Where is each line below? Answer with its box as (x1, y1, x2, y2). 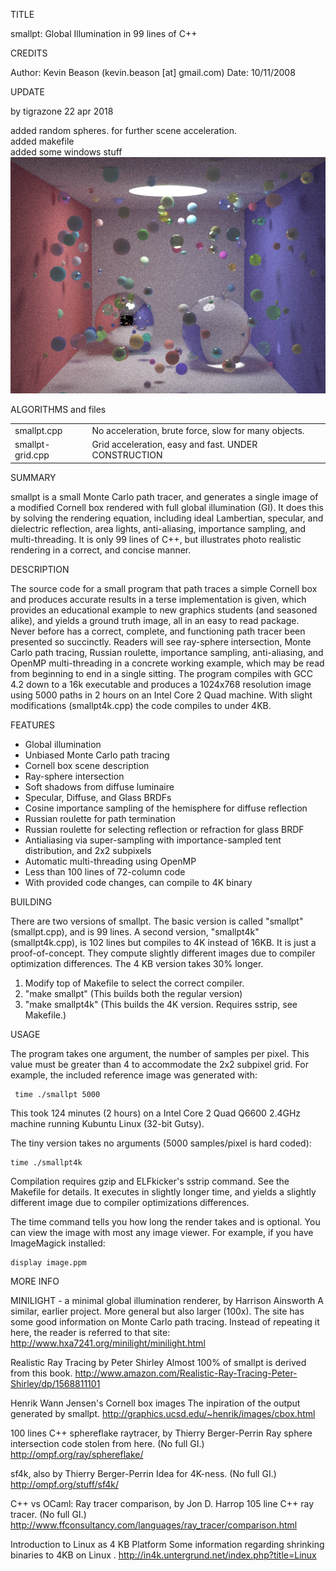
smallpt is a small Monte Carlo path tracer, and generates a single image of (10, 490, 319, 503)
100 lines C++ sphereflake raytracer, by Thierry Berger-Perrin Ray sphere (10, 1427, 313, 1439)
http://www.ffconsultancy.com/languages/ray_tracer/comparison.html (10, 1519, 298, 1531)
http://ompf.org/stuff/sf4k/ (10, 1478, 120, 1490)
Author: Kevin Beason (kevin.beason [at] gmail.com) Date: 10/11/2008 (10, 67, 296, 78)
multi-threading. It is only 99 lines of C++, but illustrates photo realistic (10, 533, 302, 545)
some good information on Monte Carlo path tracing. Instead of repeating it (10, 1315, 320, 1328)
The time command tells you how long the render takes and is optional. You (10, 1215, 321, 1228)
